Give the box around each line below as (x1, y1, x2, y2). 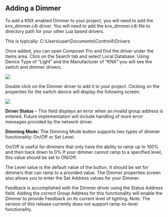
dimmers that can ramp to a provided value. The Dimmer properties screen (5, 169, 161, 176)
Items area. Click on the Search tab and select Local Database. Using (5, 53, 149, 59)
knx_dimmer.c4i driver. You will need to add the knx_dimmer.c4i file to (5, 23, 150, 29)
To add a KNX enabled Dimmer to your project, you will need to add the (5, 17, 153, 23)
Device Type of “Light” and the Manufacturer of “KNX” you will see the (5, 58, 152, 65)
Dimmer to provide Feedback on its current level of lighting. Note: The (5, 195, 150, 201)
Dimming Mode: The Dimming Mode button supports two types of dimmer (5, 128, 160, 135)
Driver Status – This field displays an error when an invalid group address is (5, 108, 163, 114)
